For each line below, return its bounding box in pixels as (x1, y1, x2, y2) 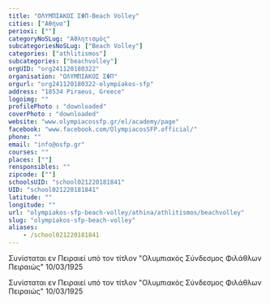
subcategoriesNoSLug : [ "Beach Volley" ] (8, 42, 144, 50)
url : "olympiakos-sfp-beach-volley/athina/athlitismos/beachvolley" (8, 208, 245, 216)
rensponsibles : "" (8, 163, 71, 172)
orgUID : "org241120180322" (8, 65, 100, 73)
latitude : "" (8, 193, 53, 202)
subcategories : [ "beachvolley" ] (8, 58, 118, 66)
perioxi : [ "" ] (8, 27, 57, 35)
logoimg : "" (8, 95, 49, 103)
